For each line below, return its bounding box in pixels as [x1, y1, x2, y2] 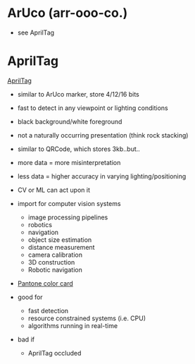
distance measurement [27, 243, 95, 251]
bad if [17, 335, 35, 344]
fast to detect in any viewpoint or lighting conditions [17, 104, 168, 112]
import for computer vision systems [17, 199, 121, 207]
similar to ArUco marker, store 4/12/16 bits [17, 90, 139, 98]
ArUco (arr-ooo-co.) [7, 5, 128, 21]
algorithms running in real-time [27, 321, 118, 329]
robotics [27, 220, 53, 229]
